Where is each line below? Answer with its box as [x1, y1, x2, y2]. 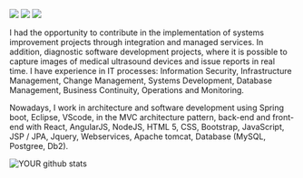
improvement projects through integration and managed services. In [9, 37, 264, 47]
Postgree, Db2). [9, 141, 69, 151]
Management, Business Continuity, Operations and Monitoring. [9, 85, 245, 95]
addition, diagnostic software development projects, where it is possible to [9, 46, 288, 57]
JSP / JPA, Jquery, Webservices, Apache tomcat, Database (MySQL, [9, 131, 266, 142]
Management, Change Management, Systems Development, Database [9, 75, 272, 86]
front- [271, 112, 295, 122]
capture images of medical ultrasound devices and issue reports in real [9, 56, 275, 67]
